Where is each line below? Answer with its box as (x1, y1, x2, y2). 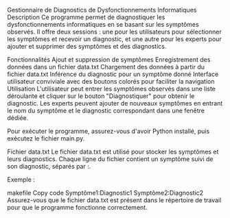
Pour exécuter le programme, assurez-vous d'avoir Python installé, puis (7, 127, 210, 135)
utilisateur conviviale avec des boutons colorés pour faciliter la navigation (7, 77, 215, 85)
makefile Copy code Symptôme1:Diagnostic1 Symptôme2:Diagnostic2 (7, 189, 204, 197)
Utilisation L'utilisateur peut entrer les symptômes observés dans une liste (7, 85, 216, 93)
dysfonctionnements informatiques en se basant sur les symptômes (7, 21, 199, 28)
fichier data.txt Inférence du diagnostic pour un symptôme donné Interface (7, 70, 219, 78)
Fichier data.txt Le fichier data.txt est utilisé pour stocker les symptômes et (7, 147, 219, 156)
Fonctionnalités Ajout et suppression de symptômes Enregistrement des (7, 56, 211, 64)
